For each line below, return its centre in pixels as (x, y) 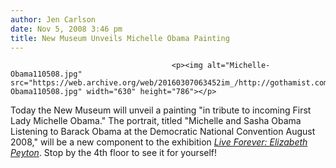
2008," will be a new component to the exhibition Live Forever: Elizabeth (159, 142)
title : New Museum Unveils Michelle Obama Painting (120, 38)
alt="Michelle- (238, 66)
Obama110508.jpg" (46, 74)
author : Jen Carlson (53, 19)
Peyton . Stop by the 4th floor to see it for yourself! (114, 153)
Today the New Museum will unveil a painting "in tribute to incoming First (161, 110)
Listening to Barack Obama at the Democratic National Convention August (163, 132)
